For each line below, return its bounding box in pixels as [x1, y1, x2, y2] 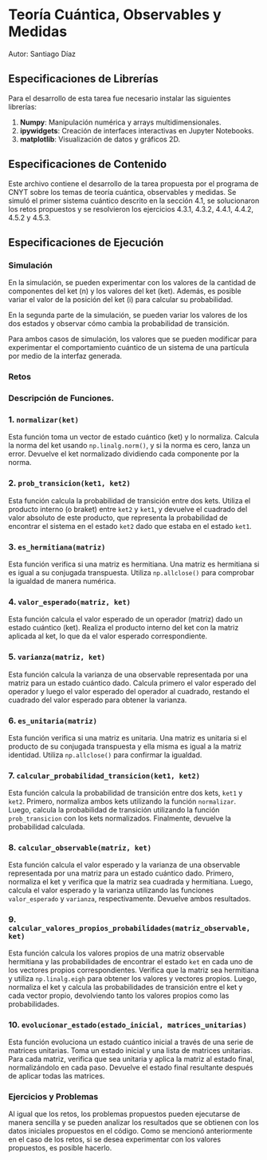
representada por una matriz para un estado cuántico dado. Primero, [8, 868, 234, 878]
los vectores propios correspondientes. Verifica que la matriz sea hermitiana [8, 965, 259, 975]
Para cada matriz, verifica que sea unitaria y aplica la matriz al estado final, [8, 1055, 255, 1064]
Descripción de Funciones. [8, 393, 114, 404]
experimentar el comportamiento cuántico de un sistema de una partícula [8, 343, 249, 352]
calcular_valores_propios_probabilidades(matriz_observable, [8, 924, 251, 933]
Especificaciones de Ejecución [8, 236, 164, 249]
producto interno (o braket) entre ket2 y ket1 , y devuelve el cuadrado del [8, 504, 248, 514]
